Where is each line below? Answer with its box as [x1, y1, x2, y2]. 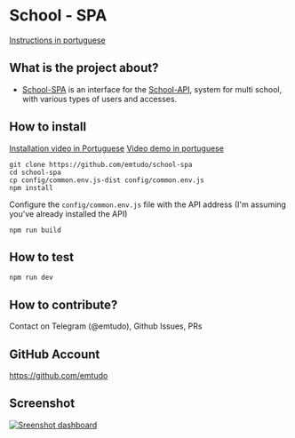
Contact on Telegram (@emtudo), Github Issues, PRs [9, 321, 203, 331]
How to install [9, 119, 87, 134]
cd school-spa [9, 168, 62, 177]
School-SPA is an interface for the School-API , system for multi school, [21, 84, 283, 94]
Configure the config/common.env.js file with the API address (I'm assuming [9, 199, 287, 210]
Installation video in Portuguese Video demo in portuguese [9, 143, 225, 154]
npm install [9, 183, 53, 192]
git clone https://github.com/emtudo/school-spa [9, 160, 193, 169]
